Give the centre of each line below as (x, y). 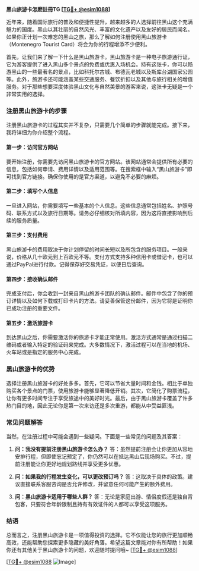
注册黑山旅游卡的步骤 (36, 111)
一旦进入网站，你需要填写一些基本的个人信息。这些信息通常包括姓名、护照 (97, 205)
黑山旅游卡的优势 (31, 369)
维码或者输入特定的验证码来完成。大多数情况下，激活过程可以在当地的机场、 (99, 345)
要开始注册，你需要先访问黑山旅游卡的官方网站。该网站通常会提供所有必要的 (99, 161)
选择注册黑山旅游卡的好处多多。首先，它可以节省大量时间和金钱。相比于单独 (99, 383)
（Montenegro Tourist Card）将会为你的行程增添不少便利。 (78, 44)
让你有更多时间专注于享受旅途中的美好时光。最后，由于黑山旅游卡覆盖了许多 (99, 398)
